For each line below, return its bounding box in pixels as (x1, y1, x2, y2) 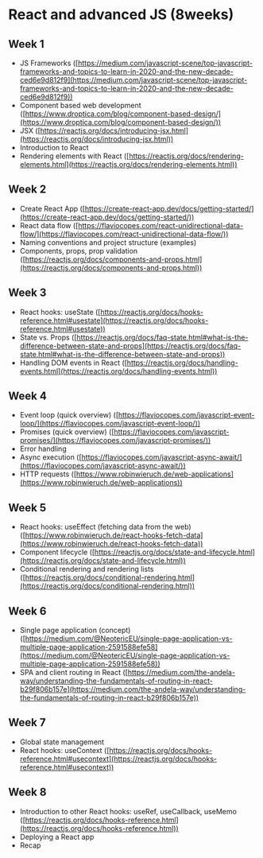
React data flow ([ (19, 220, 79, 230)
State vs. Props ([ (19, 332, 77, 342)
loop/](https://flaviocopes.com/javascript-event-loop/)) (19, 419, 201, 429)
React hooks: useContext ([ (19, 745, 110, 755)
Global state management (19, 737, 105, 747)
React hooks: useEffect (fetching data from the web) (19, 522, 192, 532)
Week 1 (8, 37, 44, 51)
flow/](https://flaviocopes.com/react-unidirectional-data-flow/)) (19, 229, 229, 239)
